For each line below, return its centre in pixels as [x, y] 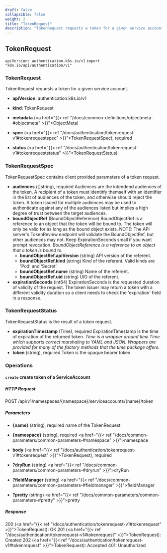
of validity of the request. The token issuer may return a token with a [83, 287]
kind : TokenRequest [33, 108]
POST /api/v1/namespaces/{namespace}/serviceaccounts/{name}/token [79, 401]
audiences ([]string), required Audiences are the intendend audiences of [87, 186]
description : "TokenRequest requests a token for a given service [75, 28]
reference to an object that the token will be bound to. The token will [82, 224]
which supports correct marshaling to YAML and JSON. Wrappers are [84, 342]
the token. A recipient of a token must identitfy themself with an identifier [87, 192]
